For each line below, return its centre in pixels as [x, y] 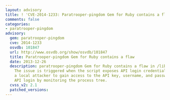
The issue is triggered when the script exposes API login [78, 71]
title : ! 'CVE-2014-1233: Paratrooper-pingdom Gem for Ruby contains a [82, 15]
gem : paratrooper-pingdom [37, 38]
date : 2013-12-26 [28, 62]
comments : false [22, 19]
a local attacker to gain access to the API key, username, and [83, 76]
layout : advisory [24, 10]
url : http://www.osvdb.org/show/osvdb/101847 [59, 52]
